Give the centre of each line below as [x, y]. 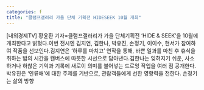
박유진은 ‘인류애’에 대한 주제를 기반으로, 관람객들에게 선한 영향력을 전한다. [94, 73]
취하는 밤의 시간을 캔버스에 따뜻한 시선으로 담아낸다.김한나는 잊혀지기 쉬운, [95, 58]
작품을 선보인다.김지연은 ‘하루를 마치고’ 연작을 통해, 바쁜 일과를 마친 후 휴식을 [104, 50]
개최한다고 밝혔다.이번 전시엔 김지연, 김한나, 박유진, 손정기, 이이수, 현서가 [93, 43]
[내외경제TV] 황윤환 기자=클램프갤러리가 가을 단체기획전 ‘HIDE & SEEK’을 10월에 [102, 35]
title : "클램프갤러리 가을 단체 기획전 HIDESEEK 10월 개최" [74, 18]
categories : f [24, 12]
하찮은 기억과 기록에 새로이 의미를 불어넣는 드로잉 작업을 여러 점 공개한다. [109, 66]
